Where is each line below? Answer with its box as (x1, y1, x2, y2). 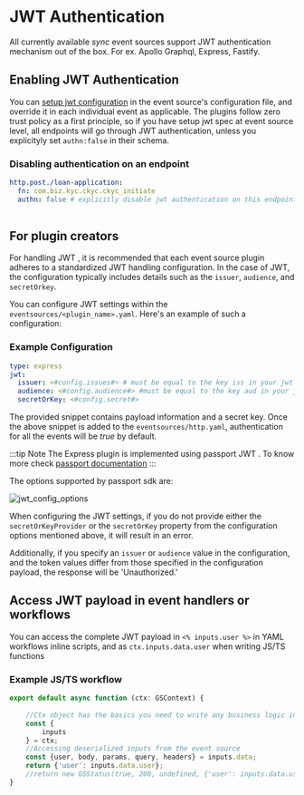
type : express (9, 361, 63, 371)
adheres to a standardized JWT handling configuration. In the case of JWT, (9, 262, 290, 273)
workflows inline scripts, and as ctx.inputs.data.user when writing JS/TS (9, 641, 286, 652)
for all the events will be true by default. (9, 431, 157, 441)
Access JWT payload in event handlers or (9, 593, 250, 608)
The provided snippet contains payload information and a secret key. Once (9, 412, 288, 422)
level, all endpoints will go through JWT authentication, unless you (9, 125, 257, 136)
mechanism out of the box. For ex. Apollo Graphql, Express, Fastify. (9, 45, 261, 56)
